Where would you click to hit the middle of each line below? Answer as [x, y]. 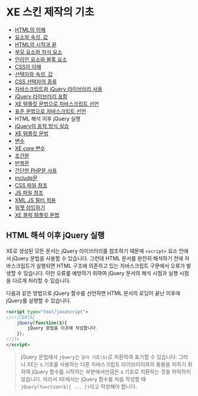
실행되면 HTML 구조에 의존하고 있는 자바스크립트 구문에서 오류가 [111, 266]
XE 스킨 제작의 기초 [50, 12]
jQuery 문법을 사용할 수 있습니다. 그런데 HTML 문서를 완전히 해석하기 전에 [98, 258]
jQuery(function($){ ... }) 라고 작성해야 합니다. [79, 387]
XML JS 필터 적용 [35, 200]
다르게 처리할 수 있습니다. [41, 280]
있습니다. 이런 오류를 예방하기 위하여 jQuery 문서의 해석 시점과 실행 [101, 273]
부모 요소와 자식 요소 [38, 52]
